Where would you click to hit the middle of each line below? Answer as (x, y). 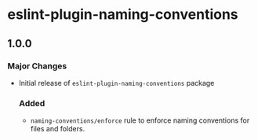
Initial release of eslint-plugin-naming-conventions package (116, 83)
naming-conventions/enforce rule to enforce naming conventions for (140, 120)
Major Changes (37, 66)
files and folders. (58, 129)
